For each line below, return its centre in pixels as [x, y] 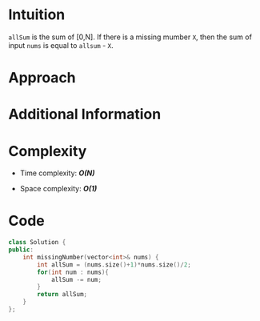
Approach [42, 78]
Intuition [37, 15]
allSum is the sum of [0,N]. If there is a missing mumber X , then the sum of [130, 37]
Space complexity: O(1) [58, 189]
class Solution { [37, 243]
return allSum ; [62, 295]
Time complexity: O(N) [57, 173]
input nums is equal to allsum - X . [61, 45]
